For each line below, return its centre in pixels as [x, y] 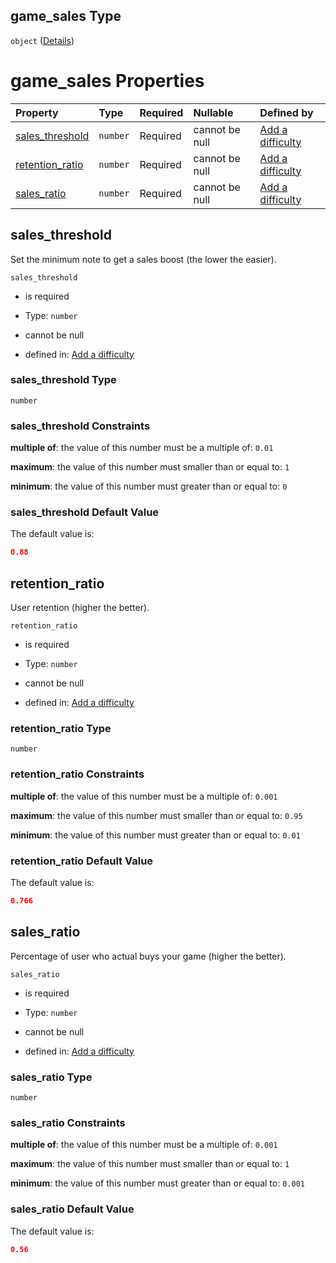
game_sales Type [66, 16]
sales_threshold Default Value [85, 512]
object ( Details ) [42, 40]
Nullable [213, 112]
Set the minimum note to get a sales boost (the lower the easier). [143, 259]
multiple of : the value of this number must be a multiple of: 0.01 [142, 448]
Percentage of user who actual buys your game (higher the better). [148, 956]
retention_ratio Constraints [77, 774]
